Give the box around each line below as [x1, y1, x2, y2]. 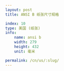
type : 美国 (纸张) [5, 25, 41, 30]
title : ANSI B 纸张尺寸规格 [5, 12, 59, 17]
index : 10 [5, 21, 26, 26]
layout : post [5, 7, 32, 12]
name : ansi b [14, 35, 41, 40]
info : [5, 30, 16, 35]
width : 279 [14, 39, 37, 45]
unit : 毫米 [14, 48, 35, 54]
